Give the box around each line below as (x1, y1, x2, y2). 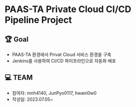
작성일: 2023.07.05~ (12, 96, 53, 102)
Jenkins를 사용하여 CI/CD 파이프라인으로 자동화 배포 (12, 58, 116, 64)
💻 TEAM (5, 73, 33, 82)
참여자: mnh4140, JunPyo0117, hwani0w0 (12, 90, 97, 96)
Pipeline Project (5, 14, 73, 26)
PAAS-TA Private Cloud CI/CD (5, 4, 131, 15)
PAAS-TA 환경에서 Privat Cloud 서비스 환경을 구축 (12, 51, 112, 58)
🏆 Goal (5, 35, 29, 43)
